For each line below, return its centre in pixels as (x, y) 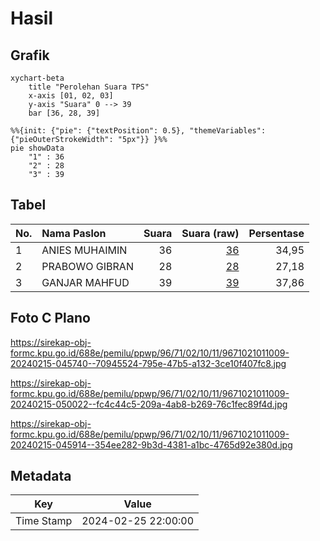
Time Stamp (44, 521)
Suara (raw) (210, 233)
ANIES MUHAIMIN (84, 250)
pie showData (37, 148)
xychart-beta (37, 78)
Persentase (276, 233)
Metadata (41, 476)
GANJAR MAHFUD (85, 282)
